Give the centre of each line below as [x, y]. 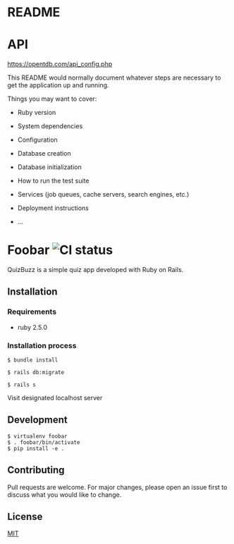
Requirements [32, 312]
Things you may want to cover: [52, 99]
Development [38, 420]
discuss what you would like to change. [64, 495]
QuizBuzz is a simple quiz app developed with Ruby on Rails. [96, 270]
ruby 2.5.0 [32, 327]
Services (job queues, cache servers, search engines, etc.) [103, 194]
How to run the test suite [53, 181]
